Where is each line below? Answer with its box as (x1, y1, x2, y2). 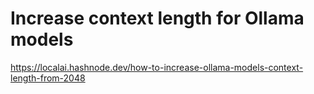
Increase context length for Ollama (10, 7, 305, 30)
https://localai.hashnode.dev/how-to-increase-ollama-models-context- (10, 61, 304, 73)
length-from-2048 (10, 72, 86, 84)
